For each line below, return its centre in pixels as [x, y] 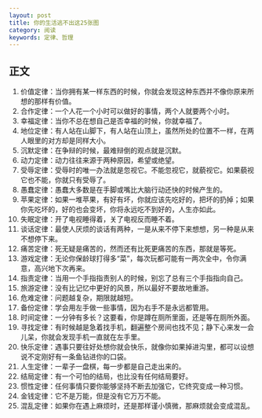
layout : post [30, 15]
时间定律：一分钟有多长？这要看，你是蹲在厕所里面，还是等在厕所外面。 [137, 317]
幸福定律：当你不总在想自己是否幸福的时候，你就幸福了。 [113, 121]
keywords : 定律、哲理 [41, 37]
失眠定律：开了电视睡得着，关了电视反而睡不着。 [99, 219]
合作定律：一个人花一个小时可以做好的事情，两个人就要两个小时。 [127, 112]
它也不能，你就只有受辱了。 [65, 180]
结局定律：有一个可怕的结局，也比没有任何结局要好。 [106, 376]
